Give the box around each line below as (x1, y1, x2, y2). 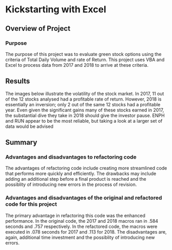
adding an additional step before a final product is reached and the (5, 176, 146, 182)
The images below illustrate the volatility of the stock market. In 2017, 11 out (5, 90, 164, 97)
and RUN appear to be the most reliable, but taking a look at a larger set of (5, 118, 163, 124)
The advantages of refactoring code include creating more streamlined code (5, 165, 167, 171)
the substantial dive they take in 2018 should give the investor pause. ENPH (5, 112, 165, 119)
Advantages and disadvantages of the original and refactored (5, 194, 162, 201)
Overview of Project (5, 24, 71, 33)
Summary (5, 138, 37, 147)
